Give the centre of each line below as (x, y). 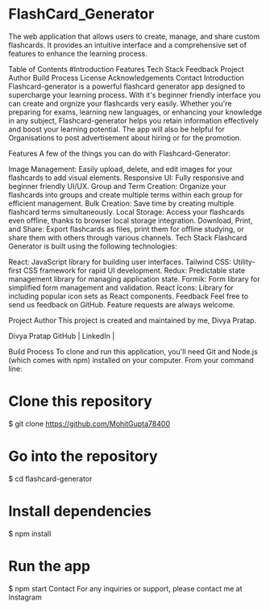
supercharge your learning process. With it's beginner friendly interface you (135, 94)
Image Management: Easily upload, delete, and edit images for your (120, 169)
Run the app (50, 566)
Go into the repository (83, 456)
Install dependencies (80, 511)
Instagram (25, 597)
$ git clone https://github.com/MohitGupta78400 (89, 424)
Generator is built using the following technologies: (93, 246)
